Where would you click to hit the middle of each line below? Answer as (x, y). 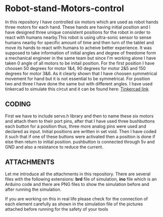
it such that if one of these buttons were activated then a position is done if (80, 136)
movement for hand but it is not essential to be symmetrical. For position (78, 79)
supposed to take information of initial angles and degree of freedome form (81, 53)
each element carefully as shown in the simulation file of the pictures (74, 204)
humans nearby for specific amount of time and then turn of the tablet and (80, 42)
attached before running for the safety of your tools (57, 209)
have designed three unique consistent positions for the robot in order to (78, 32)
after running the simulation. (33, 189)
